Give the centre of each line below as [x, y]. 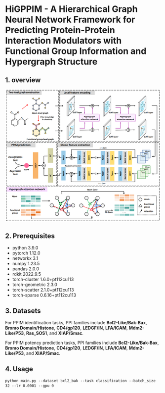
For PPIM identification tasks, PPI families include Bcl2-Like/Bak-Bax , [76, 323]
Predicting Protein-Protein [60, 30]
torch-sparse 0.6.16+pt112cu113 [44, 295]
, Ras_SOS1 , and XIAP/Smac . [54, 333]
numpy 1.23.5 [26, 264]
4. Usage [19, 369]
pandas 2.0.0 [26, 269]
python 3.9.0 [25, 248]
